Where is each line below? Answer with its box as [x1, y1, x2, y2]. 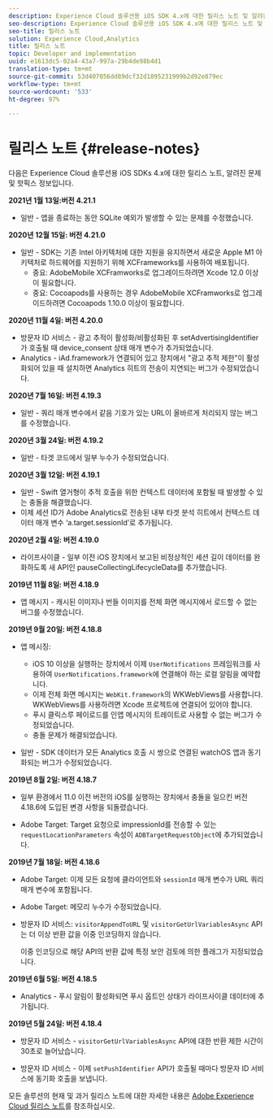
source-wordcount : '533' [8, 87, 93, 96]
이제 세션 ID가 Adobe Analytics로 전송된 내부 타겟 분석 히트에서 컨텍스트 [19, 507, 252, 517]
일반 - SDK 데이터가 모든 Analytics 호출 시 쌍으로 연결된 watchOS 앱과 [19, 747, 246, 757]
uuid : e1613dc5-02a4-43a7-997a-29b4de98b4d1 [8, 58, 162, 66]
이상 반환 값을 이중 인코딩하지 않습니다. [37, 929, 162, 939]
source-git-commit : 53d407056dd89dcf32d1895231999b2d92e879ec [8, 72, 223, 80]
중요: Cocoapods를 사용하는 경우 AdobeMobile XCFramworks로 [32, 288, 241, 298]
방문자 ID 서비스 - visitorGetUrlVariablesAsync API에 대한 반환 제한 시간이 [19, 1036, 264, 1046]
